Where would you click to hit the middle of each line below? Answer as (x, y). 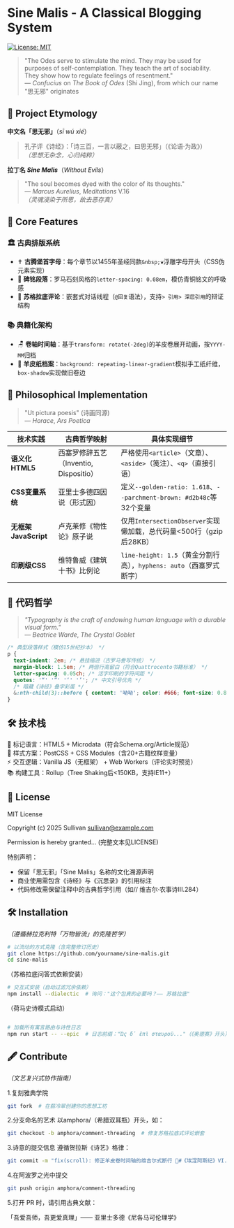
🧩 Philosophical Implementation (78, 395)
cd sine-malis (28, 960)
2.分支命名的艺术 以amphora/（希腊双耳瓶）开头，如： (86, 1120)
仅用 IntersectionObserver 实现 (171, 521)
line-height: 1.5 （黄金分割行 (170, 555)
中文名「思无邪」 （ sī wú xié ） (49, 131)
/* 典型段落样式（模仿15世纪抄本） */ (56, 648)
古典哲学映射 (86, 439)
